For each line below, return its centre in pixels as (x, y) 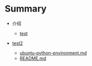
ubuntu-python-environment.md (53, 53)
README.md (33, 58)
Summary (26, 9)
